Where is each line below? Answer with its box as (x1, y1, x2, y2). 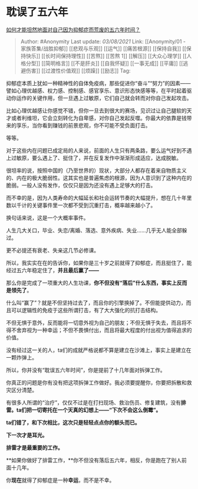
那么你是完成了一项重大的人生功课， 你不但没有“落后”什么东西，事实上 (6, 279, 177, 286)
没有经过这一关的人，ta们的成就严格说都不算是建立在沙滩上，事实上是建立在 (6, 346, 192, 354)
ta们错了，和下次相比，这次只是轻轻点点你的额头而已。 (6, 419, 140, 426)
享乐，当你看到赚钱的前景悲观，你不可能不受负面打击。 (16, 122, 151, 129)
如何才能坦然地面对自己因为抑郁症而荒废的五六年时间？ (6, 26, 140, 33)
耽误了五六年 (6, 5, 69, 19)
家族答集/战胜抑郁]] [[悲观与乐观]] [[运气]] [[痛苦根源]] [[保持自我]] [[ (20, 45, 187, 52)
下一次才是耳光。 (6, 431, 48, 438)
